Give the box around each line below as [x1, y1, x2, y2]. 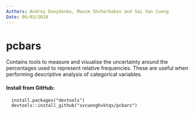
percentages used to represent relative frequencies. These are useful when [6, 65, 189, 72]
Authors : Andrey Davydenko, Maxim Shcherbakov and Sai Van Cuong [6, 8, 169, 15]
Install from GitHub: [6, 84, 55, 91]
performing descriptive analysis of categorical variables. [6, 71, 142, 78]
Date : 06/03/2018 [6, 14, 49, 20]
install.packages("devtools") [11, 97, 85, 103]
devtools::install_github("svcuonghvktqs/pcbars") [11, 102, 138, 108]
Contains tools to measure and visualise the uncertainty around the [6, 58, 168, 65]
